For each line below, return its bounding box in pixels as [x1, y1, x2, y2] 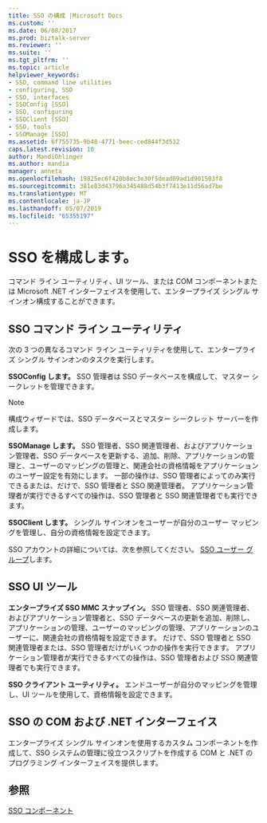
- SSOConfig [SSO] [8, 100, 69, 108]
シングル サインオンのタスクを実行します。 [17, 355, 159, 364]
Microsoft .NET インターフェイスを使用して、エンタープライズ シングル [17, 286, 250, 296]
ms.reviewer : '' [8, 41, 62, 49]
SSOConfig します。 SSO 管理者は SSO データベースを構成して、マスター [8, 372, 250, 381]
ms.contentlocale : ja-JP [8, 197, 91, 205]
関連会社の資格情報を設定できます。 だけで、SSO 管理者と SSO [42, 632, 251, 642]
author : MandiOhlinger [8, 152, 84, 160]
